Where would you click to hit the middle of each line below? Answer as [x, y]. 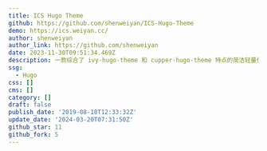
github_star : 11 [35, 127]
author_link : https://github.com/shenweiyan [83, 46]
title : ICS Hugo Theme [46, 16]
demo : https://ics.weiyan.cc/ [59, 30]
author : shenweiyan [41, 38]
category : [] [30, 97]
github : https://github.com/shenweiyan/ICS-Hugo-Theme [101, 23]
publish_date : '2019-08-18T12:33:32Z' [73, 113]
